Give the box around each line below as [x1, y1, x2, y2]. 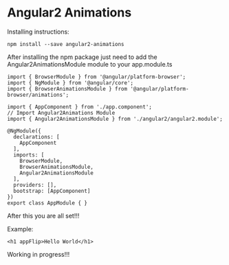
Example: [7, 224, 34, 233]
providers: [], [13, 181, 57, 188]
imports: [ [13, 151, 45, 159]
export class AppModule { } [7, 199, 88, 207]
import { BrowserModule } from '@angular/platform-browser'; [7, 73, 186, 80]
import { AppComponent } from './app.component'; [7, 103, 153, 111]
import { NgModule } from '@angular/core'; [7, 79, 134, 87]
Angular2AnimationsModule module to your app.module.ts [7, 60, 173, 68]
